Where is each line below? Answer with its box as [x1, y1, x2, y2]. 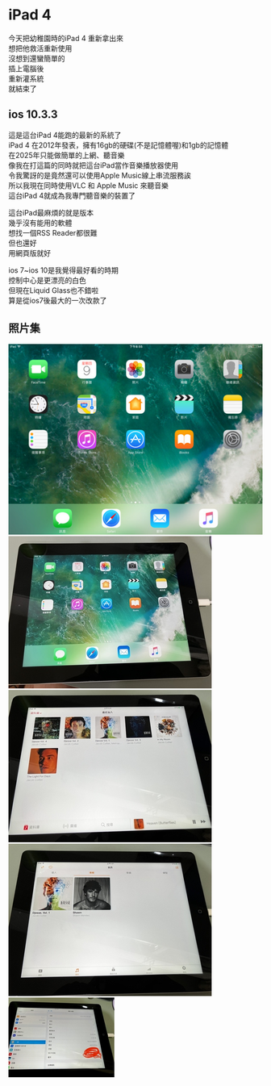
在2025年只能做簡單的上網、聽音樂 [8, 150, 125, 160]
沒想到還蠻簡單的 [8, 53, 65, 63]
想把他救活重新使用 [8, 43, 73, 53]
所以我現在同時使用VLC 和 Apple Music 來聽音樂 [8, 180, 169, 190]
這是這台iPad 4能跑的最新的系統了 [8, 130, 122, 140]
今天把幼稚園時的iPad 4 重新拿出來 [8, 33, 123, 43]
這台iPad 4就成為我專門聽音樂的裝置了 [8, 190, 135, 200]
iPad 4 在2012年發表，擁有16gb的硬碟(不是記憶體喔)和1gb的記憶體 [8, 140, 228, 150]
